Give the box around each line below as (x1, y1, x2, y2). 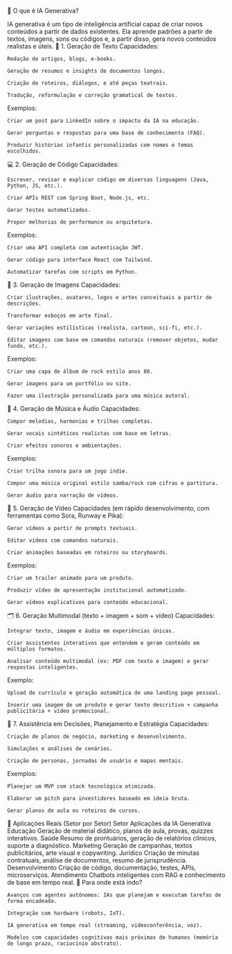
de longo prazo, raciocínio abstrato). (7, 940, 123, 947)
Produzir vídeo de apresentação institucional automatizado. (7, 587, 188, 594)
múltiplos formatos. (7, 646, 67, 653)
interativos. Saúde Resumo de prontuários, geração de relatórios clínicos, (7, 834, 217, 842)
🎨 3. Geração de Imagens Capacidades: (7, 281, 121, 289)
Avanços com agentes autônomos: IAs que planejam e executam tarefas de (7, 892, 222, 899)
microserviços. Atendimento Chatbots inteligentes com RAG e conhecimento (7, 871, 226, 879)
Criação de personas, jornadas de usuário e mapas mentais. (7, 757, 185, 764)
